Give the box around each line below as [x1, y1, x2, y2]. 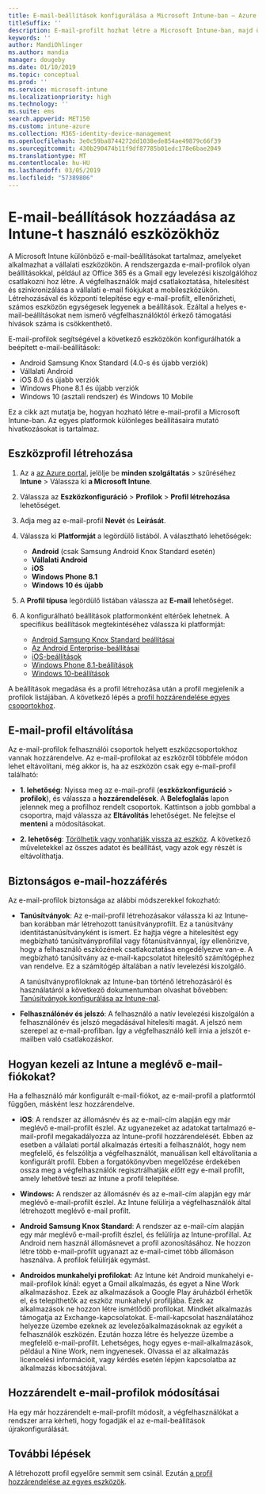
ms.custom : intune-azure [8, 122, 90, 130]
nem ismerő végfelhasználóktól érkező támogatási [67, 310, 232, 320]
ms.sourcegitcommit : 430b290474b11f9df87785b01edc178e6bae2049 [8, 144, 222, 152]
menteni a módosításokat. [19, 819, 106, 829]
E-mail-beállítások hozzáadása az [8, 208, 236, 226]
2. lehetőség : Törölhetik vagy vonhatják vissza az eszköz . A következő [19, 834, 251, 844]
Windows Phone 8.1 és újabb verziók [19, 383, 139, 393]
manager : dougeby [8, 56, 66, 64]
